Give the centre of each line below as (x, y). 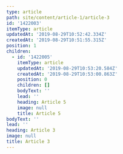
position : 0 (32, 79)
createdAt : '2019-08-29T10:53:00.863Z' (68, 74)
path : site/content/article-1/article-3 (58, 18)
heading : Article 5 (42, 102)
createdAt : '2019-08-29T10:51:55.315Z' (57, 40)
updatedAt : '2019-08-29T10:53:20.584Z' (68, 68)
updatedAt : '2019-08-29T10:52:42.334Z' (57, 35)
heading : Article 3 (31, 130)
